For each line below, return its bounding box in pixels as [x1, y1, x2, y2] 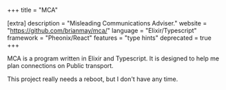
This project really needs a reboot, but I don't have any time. [7, 75, 178, 83]
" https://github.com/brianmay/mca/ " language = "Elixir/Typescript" [7, 27, 198, 34]
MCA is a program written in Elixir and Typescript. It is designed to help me [7, 54, 219, 63]
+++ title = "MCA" [7, 6, 59, 14]
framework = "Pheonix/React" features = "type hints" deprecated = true [7, 34, 212, 42]
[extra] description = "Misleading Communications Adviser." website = [7, 19, 207, 27]
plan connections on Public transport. [7, 62, 114, 69]
